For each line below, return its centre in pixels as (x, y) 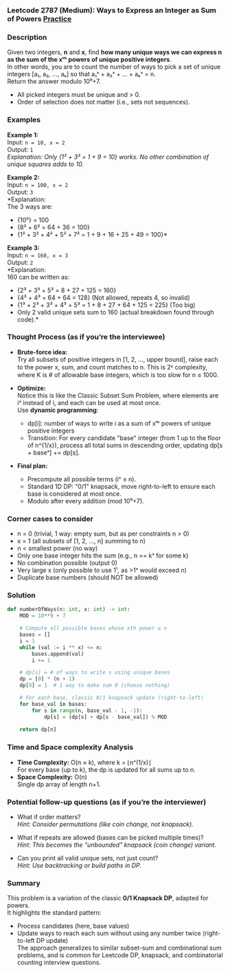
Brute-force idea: (42, 352)
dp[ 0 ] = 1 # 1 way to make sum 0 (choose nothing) (95, 685)
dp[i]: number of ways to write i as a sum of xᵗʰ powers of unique (119, 423)
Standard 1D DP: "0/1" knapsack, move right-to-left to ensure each (121, 486)
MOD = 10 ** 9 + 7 (43, 616)
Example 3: (23, 248)
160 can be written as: (38, 277)
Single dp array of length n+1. (59, 784)
